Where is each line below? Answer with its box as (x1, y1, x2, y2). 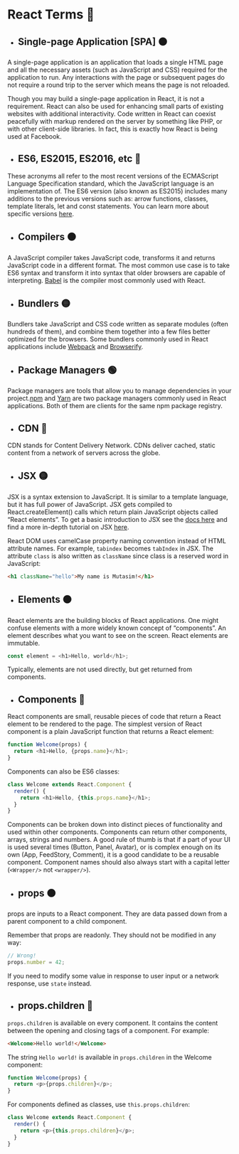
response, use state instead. (7, 979, 92, 988)
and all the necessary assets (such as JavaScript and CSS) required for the (7, 65, 228, 74)
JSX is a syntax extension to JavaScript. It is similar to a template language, (7, 492, 229, 501)
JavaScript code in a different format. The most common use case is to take (7, 261, 230, 269)
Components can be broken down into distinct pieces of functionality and (7, 821, 223, 829)
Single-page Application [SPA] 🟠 (17, 36, 168, 48)
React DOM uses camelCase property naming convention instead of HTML (7, 536, 226, 545)
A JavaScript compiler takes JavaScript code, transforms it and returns (7, 253, 216, 262)
